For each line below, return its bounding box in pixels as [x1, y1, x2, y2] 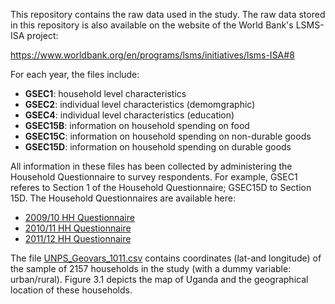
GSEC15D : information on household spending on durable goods [24, 141, 292, 153]
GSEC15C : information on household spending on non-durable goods [24, 130, 312, 142]
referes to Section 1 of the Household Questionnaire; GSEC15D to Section [10, 182, 312, 193]
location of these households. [10, 284, 133, 296]
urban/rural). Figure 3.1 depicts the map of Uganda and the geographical [10, 274, 309, 285]
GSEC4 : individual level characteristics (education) [24, 109, 235, 121]
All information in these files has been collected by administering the [10, 160, 293, 172]
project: [26, 30, 59, 41]
